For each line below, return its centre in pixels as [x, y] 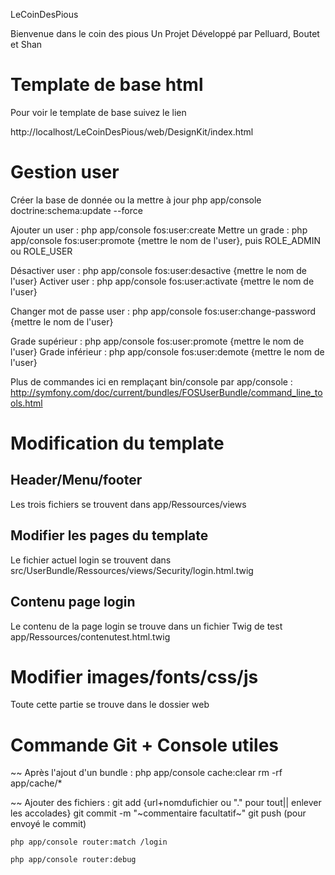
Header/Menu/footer [76, 480]
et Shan [26, 44]
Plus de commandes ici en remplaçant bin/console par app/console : [151, 381]
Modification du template [117, 443]
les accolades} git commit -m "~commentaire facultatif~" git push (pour [158, 813]
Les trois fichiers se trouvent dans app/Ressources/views [128, 504]
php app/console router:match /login [89, 842]
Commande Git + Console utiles [145, 745]
